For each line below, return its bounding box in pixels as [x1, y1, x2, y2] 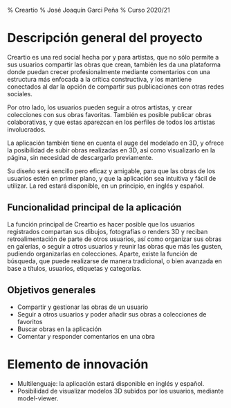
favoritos [17, 317, 43, 326]
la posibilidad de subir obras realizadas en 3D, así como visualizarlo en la [7, 145, 216, 154]
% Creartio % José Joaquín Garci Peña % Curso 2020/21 [7, 6, 171, 14]
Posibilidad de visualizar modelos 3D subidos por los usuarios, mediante [17, 387, 224, 395]
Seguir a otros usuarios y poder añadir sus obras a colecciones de [17, 310, 207, 318]
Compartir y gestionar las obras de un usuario [17, 303, 149, 311]
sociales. [7, 89, 33, 98]
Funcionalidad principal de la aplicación [7, 202, 182, 213]
